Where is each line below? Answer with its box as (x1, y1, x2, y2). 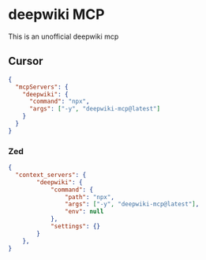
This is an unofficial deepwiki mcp (8, 32, 119, 41)
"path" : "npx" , (64, 193, 114, 201)
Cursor (8, 55, 43, 68)
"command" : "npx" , (28, 97, 90, 106)
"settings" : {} (50, 223, 101, 231)
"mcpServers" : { (15, 83, 69, 91)
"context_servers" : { (15, 171, 87, 179)
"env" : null (64, 208, 104, 216)
